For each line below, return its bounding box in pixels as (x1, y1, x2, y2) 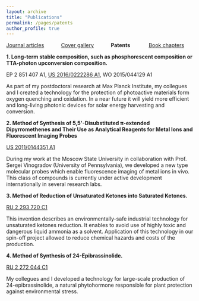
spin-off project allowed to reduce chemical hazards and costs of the (6, 234, 175, 241)
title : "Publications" (6, 14, 62, 20)
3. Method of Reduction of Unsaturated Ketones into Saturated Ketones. (6, 192, 188, 200)
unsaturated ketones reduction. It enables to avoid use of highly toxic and (6, 222, 186, 229)
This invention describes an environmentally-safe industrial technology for (6, 215, 188, 222)
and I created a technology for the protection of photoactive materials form (6, 89, 189, 96)
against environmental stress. (6, 288, 78, 295)
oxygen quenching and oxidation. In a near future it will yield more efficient (6, 95, 189, 103)
